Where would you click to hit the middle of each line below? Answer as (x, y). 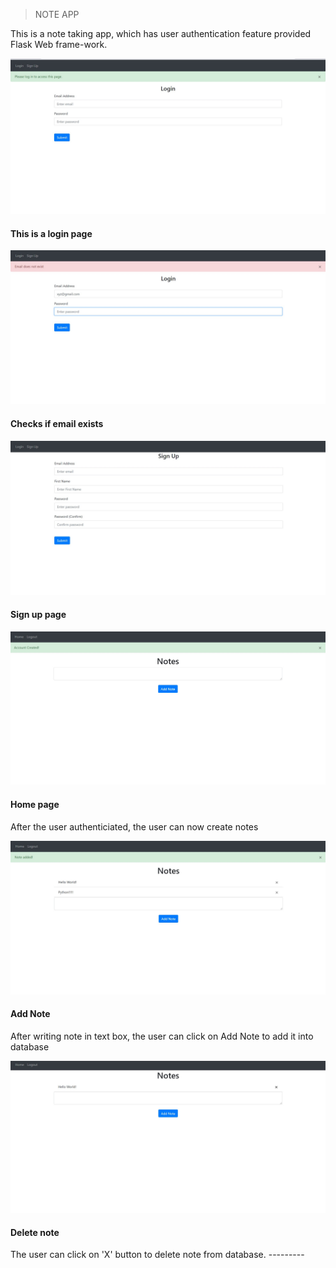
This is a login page (51, 233)
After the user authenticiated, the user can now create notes (134, 826)
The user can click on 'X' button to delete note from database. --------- (157, 1255)
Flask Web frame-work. (59, 44)
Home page (35, 805)
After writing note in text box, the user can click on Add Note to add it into (162, 1036)
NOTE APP (57, 14)
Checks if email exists (57, 423)
